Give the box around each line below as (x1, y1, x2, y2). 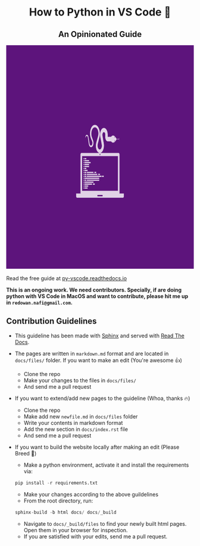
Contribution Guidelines (6, 316, 97, 327)
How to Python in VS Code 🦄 (29, 5, 171, 19)
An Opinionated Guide (58, 29, 142, 39)
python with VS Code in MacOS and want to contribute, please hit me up (6, 293, 189, 300)
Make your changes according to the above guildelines (23, 491, 159, 498)
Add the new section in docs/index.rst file (23, 426, 128, 433)
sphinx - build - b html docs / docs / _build (14, 509, 117, 515)
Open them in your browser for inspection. (23, 526, 128, 533)
